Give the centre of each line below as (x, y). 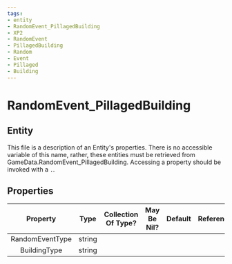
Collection (121, 214)
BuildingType (41, 250)
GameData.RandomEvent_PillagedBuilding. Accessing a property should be (114, 162)
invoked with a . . (31, 169)
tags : (15, 13)
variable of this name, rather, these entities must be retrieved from (101, 154)
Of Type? (121, 223)
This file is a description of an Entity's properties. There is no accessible (110, 147)
